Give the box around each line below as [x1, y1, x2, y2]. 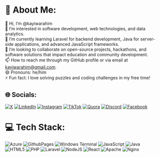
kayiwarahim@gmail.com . [5, 64, 57, 70]
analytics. [5, 31, 24, 37]
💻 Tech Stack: [5, 121, 65, 133]
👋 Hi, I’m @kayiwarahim [5, 20, 53, 26]
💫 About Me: [5, 4, 57, 16]
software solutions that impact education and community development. [5, 51, 148, 58]
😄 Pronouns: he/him [5, 69, 46, 75]
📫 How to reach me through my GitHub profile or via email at [5, 57, 128, 63]
